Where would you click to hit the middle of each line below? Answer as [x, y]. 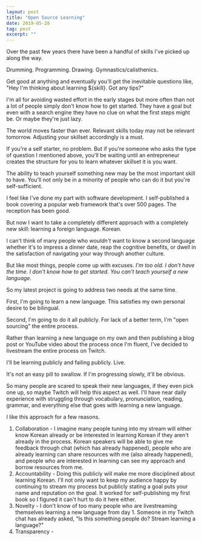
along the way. [24, 58]
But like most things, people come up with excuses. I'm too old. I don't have [100, 265]
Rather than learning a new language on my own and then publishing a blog [100, 338]
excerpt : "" [21, 34]
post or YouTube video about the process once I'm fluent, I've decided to [97, 344]
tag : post [19, 29]
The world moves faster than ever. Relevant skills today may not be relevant [100, 131]
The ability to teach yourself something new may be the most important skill [101, 174]
